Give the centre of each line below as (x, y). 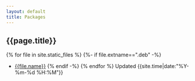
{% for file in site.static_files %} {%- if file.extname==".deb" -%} (84, 55)
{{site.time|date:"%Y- (163, 66)
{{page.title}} (31, 41)
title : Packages (26, 17)
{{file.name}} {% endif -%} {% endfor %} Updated (75, 66)
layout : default (26, 11)
